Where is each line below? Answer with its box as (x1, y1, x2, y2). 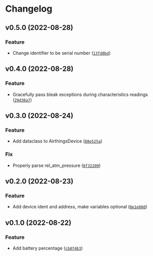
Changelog (5, 3, 53, 15)
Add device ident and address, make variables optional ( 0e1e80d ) (12, 204, 147, 210)
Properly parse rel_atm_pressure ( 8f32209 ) (12, 162, 101, 168)
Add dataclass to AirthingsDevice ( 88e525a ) (12, 138, 103, 144)
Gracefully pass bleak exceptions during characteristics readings (12, 91, 148, 97)
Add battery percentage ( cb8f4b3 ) (12, 245, 83, 251)
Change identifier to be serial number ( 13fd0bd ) (12, 50, 111, 56)
